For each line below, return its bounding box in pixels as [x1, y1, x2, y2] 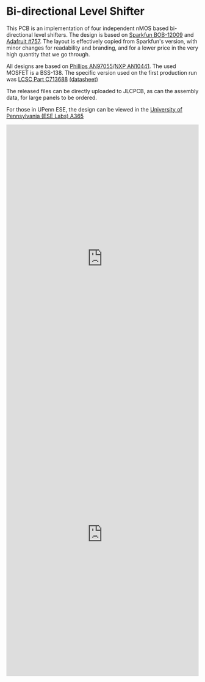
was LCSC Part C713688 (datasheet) [6, 75, 99, 83]
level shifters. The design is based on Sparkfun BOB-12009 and [34, 31, 194, 38]
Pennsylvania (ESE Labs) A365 [6, 112, 84, 119]
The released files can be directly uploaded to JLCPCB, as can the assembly [6, 87, 199, 94]
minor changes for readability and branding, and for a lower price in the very [6, 44, 198, 51]
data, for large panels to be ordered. [6, 94, 98, 101]
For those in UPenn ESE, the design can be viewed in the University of [6, 105, 183, 113]
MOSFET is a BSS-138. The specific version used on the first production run [6, 69, 197, 76]
